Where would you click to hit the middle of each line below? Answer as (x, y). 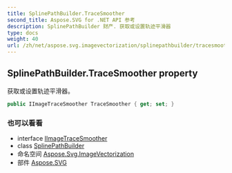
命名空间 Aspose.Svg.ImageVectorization (76, 154)
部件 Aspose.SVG (42, 162)
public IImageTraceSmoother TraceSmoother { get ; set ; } (91, 104)
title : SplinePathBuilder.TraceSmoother (66, 13)
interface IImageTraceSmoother (62, 138)
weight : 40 (23, 39)
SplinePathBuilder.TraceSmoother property (103, 73)
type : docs (23, 33)
